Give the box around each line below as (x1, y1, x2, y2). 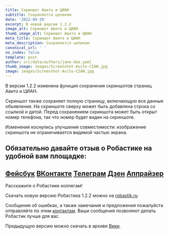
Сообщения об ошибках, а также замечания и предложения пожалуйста (5, 203, 163, 209)
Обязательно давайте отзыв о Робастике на (5, 144, 152, 153)
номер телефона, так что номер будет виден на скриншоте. (5, 114, 136, 120)
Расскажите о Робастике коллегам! (5, 183, 83, 189)
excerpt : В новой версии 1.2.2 (5, 21, 72, 27)
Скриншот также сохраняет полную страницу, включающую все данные (5, 98, 164, 104)
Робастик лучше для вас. (5, 213, 60, 219)
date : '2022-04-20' (5, 17, 47, 22)
